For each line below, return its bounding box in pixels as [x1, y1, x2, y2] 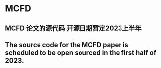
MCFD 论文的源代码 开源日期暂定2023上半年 [5, 24, 142, 32]
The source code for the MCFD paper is [5, 40, 128, 49]
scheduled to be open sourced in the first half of [5, 48, 157, 57]
